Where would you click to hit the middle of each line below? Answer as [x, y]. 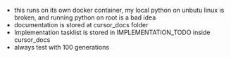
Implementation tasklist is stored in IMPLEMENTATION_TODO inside [112, 32]
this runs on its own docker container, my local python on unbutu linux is [119, 10]
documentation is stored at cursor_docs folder [81, 25]
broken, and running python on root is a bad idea [85, 17]
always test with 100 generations [62, 47]
